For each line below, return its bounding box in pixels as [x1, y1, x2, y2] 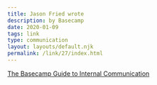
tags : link [7, 30, 40, 38]
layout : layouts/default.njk [7, 43, 94, 50]
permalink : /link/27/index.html [7, 50, 103, 57]
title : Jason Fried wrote [7, 10, 84, 18]
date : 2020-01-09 [7, 23, 59, 30]
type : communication [7, 37, 69, 44]
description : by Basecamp [7, 17, 84, 24]
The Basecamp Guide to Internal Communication [7, 69, 150, 78]
